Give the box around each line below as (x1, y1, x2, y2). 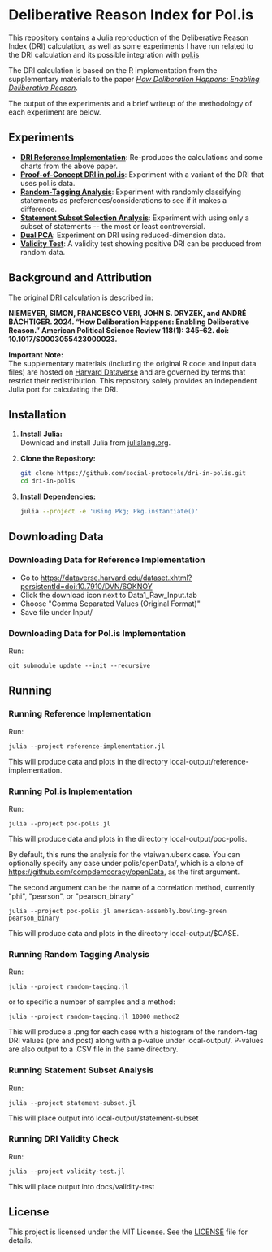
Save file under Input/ (19, 607, 93, 617)
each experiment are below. (8, 107, 101, 117)
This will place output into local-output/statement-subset (8, 1113, 199, 1123)
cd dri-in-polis (19, 477, 76, 485)
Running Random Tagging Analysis (8, 948, 150, 960)
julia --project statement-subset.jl (8, 1098, 136, 1107)
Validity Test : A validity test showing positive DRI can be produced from (19, 238, 262, 249)
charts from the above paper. (19, 161, 118, 171)
